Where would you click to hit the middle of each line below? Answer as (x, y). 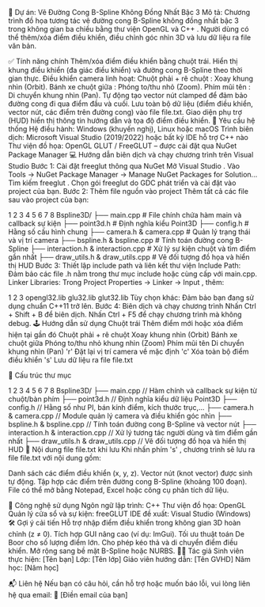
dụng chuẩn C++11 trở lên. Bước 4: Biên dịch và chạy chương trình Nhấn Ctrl (132, 306)
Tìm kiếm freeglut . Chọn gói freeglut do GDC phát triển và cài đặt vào (122, 183)
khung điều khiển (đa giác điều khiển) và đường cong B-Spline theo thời (125, 70)
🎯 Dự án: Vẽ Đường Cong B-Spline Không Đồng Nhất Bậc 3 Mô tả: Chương (129, 12)
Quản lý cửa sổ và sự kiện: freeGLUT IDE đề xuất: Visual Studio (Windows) (130, 514)
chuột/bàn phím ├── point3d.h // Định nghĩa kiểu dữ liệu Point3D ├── (123, 399)
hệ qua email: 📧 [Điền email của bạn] (68, 595)
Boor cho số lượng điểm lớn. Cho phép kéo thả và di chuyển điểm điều (123, 543)
